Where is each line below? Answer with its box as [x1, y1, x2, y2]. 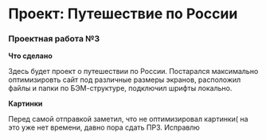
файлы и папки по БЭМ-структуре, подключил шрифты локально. [8, 84, 233, 93]
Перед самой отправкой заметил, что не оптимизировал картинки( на [8, 115, 248, 124]
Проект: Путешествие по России [8, 5, 238, 23]
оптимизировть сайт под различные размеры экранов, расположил [8, 75, 241, 84]
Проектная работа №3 [8, 33, 100, 45]
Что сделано [8, 51, 53, 60]
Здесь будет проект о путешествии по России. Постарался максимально [8, 67, 259, 76]
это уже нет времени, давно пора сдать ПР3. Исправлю [8, 122, 201, 132]
